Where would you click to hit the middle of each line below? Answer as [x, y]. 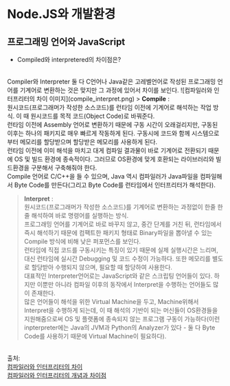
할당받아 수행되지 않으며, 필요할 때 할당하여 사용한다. [102, 267]
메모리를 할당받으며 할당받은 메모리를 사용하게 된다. [89, 142]
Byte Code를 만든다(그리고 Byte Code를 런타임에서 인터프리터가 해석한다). [115, 185]
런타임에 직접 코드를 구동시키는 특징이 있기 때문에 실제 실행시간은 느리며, [121, 250]
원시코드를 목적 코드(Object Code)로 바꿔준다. [93, 116]
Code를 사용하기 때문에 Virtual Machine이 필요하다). [95, 336]
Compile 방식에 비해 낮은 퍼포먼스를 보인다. [82, 241]
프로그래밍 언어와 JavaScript [66, 42]
